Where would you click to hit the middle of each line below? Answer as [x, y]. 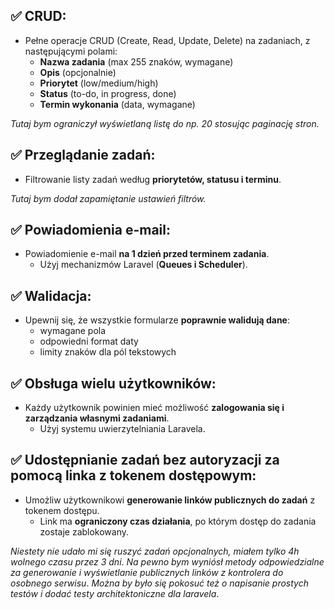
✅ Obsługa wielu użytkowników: [113, 383]
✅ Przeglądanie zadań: [83, 155]
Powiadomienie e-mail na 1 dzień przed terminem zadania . [147, 254]
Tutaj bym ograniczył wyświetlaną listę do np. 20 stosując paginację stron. [165, 123]
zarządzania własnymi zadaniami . [97, 418]
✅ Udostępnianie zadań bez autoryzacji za [145, 460]
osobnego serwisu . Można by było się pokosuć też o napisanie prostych [159, 583]
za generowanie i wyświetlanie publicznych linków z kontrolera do [147, 572]
